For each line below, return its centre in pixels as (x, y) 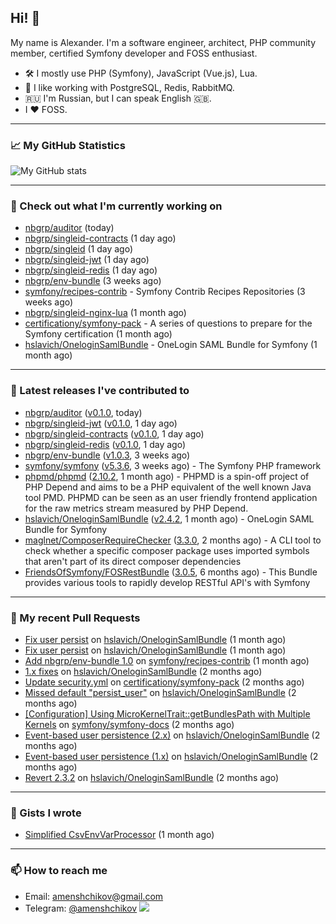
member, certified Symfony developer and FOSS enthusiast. (134, 53)
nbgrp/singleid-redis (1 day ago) (91, 270)
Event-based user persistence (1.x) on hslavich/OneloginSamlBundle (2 (171, 756)
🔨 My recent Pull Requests (75, 618)
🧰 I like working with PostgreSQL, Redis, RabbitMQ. (129, 87)
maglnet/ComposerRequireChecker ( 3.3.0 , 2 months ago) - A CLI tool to (173, 540)
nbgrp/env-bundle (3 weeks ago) (93, 281)
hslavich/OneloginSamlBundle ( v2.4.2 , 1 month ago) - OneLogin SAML (169, 518)
